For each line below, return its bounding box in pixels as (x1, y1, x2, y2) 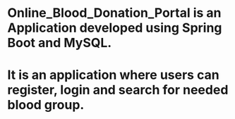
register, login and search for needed (7, 82, 229, 98)
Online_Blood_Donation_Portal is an (7, 5, 222, 21)
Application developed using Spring (7, 20, 222, 36)
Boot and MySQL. (7, 35, 112, 51)
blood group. (7, 97, 85, 113)
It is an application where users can (7, 67, 220, 83)
